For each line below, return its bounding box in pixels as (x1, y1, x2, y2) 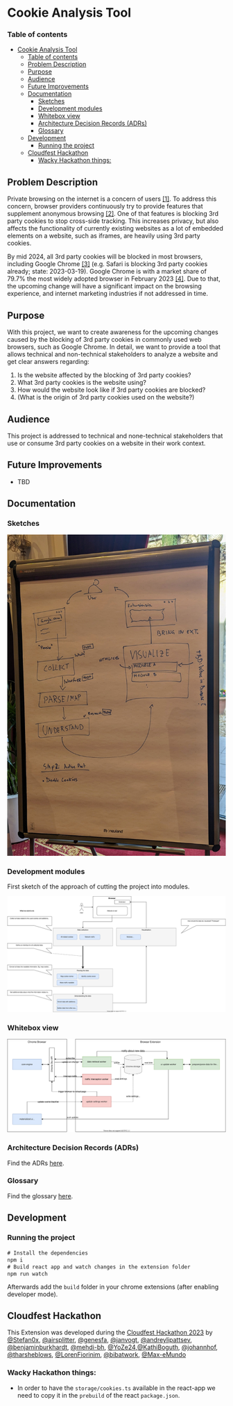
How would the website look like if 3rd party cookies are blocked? (17, 386, 206, 394)
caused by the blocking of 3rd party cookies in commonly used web (7, 336, 202, 344)
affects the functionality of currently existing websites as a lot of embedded (7, 224, 223, 233)
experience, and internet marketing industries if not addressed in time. (7, 290, 208, 298)
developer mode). (7, 1290, 58, 1298)
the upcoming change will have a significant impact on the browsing (7, 282, 202, 290)
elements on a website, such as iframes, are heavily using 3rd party (7, 231, 201, 240)
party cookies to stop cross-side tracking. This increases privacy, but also (7, 217, 219, 225)
